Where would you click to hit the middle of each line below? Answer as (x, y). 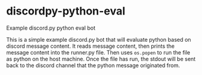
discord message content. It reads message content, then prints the (90, 46)
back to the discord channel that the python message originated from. (93, 65)
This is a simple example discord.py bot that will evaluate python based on (99, 39)
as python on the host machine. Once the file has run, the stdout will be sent (101, 59)
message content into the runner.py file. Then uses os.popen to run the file (98, 52)
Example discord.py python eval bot (51, 28)
